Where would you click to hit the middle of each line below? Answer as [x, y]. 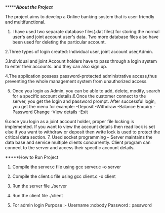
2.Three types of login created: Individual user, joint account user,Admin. [79, 52]
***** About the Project [29, 7]
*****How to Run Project [32, 157]
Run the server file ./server [40, 186]
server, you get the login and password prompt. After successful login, [84, 101]
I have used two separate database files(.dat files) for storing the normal [86, 31]
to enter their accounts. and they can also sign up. [56, 66]
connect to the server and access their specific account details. [70, 148]
